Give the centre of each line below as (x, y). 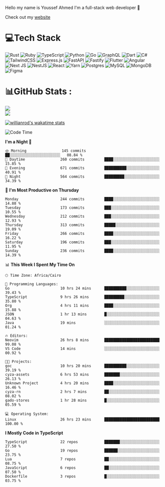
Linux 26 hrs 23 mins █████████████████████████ (82, 419)
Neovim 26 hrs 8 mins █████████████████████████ (82, 340)
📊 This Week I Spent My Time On (40, 264)
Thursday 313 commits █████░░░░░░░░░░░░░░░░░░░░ (82, 225)
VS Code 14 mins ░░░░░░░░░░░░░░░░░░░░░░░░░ (82, 349)
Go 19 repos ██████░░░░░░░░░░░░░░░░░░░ (82, 451)
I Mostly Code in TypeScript (34, 433)
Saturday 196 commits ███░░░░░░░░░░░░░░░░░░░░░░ (82, 242)
